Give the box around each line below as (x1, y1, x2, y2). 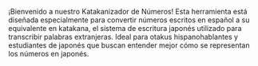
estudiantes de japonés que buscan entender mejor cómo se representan (8, 41, 250, 50)
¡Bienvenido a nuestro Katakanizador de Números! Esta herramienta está (8, 7, 248, 16)
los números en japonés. (8, 49, 89, 58)
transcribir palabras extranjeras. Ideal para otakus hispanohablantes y (8, 32, 238, 41)
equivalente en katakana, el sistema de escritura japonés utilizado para (8, 24, 242, 33)
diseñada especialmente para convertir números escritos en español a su (8, 15, 250, 25)
